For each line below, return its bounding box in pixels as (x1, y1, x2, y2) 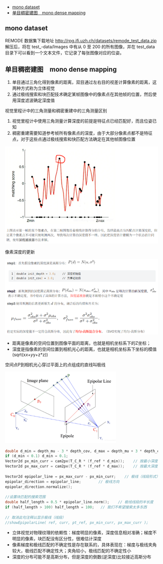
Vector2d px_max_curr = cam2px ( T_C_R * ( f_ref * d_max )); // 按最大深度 (5, 464, 158, 469)
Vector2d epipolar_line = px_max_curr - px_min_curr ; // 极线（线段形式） (5, 474, 160, 479)
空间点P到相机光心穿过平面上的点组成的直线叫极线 (5, 361, 106, 368)
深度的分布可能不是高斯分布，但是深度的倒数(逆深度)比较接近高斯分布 (12, 554, 152, 560)
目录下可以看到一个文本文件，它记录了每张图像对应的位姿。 (5, 49, 124, 55)
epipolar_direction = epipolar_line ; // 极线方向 (5, 479, 120, 484)
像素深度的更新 (5, 249, 35, 255)
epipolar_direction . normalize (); (5, 484, 73, 489)
